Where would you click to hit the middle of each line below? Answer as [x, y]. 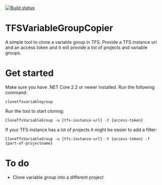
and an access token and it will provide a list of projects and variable [76, 47]
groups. [13, 52]
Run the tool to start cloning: [35, 111]
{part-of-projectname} [29, 143]
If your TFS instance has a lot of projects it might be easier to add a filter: [81, 130]
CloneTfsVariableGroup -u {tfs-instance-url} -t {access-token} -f [78, 139]
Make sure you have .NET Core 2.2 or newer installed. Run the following [80, 87]
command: [16, 92]
